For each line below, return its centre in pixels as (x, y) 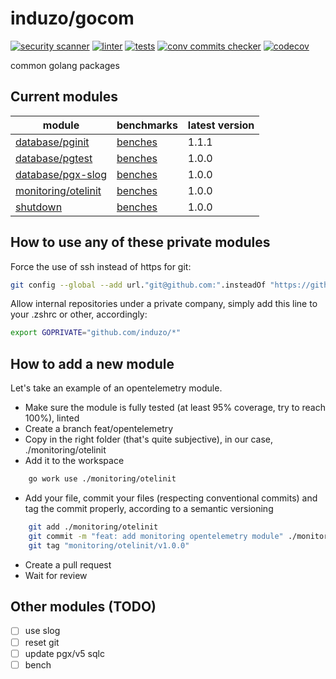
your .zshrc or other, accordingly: (79, 314)
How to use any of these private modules (140, 242)
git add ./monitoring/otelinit (93, 527)
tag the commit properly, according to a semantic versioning (149, 508)
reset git (42, 642)
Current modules (64, 97)
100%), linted (52, 418)
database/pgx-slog (61, 174)
